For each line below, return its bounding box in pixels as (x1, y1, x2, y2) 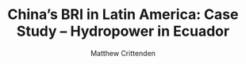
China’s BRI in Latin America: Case (7, 6, 239, 24)
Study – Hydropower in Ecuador (16, 22, 230, 40)
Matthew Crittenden (90, 48, 156, 58)
